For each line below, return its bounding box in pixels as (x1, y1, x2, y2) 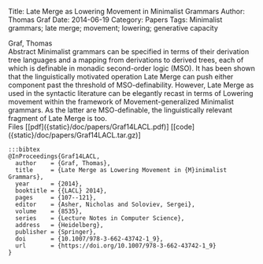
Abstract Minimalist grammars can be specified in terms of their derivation (8, 47, 250, 56)
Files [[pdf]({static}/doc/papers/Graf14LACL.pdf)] (8, 122, 169, 131)
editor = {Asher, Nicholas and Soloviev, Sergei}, (15, 200, 195, 208)
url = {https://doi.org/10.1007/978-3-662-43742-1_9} (15, 242, 217, 250)
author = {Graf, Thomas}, (15, 159, 111, 167)
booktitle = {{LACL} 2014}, (15, 187, 108, 195)
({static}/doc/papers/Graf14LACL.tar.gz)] (8, 130, 142, 140)
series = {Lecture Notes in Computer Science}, (15, 214, 185, 222)
